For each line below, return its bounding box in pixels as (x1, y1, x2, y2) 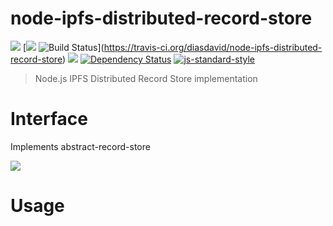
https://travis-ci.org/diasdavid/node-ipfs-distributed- (103, 41, 323, 53)
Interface (10, 108, 88, 131)
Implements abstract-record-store (10, 140, 151, 152)
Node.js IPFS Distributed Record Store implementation (34, 72, 258, 84)
